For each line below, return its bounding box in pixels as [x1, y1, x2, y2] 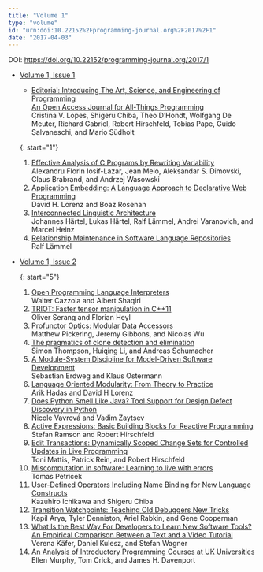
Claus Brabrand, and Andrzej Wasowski [31, 175, 160, 184]
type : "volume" [8, 19, 58, 27]
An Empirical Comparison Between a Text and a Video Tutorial [31, 530, 234, 540]
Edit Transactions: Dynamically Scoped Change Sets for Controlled [31, 438, 249, 448]
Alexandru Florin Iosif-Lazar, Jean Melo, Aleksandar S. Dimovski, [31, 166, 242, 176]
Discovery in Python [31, 405, 97, 414]
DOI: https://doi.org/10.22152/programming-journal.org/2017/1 [8, 55, 209, 65]
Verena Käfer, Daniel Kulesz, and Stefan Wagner [31, 539, 188, 548]
